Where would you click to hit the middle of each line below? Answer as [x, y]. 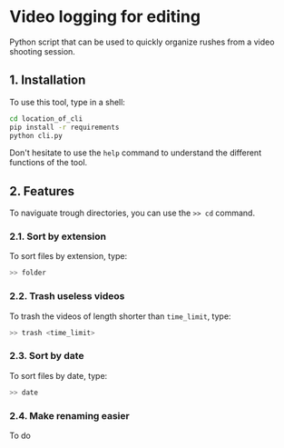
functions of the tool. [49, 163]
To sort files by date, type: [59, 375]
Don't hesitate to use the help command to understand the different [135, 153]
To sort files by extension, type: [69, 256]
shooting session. [42, 51]
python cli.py [36, 135]
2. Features [42, 191]
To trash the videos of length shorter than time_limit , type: [120, 316]
